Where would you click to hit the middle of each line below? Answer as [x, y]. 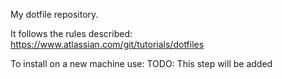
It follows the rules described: [71, 33]
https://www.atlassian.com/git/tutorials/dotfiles [107, 44]
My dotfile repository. [54, 14]
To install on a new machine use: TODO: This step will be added [141, 63]
